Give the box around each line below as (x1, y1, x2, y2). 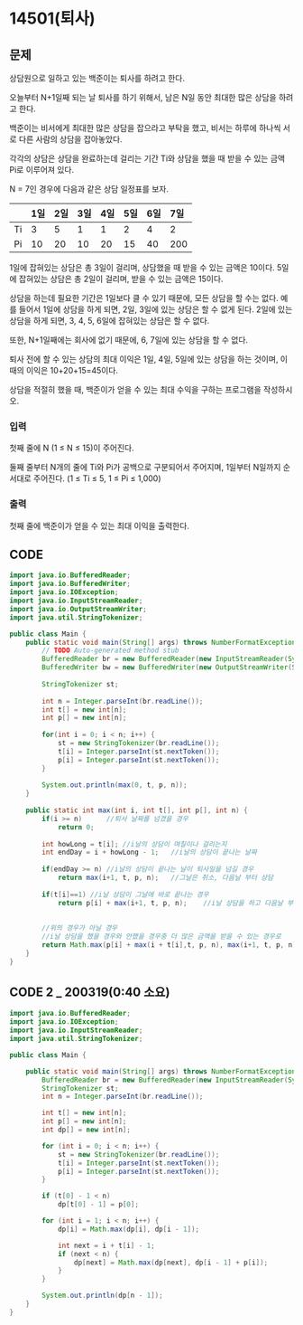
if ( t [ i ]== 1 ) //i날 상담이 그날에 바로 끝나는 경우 (41, 890, 209, 899)
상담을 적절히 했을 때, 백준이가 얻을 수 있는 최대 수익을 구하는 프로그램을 (9, 384, 262, 394)
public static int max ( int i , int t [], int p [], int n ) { (25, 806, 248, 815)
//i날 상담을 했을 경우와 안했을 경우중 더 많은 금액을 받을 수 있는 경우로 (41, 932, 281, 942)
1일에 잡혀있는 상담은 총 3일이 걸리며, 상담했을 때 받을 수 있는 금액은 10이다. (9, 262, 275, 272)
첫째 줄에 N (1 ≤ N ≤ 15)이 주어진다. (9, 442, 134, 453)
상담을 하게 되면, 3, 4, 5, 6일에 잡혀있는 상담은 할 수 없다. (9, 316, 210, 326)
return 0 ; (57, 822, 95, 832)
